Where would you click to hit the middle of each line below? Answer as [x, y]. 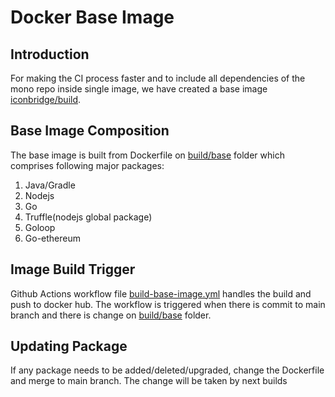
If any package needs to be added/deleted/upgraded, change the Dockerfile [167, 370]
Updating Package [69, 346]
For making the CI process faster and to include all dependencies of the [158, 78]
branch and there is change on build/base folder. [111, 315]
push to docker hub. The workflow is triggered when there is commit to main [168, 304]
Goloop [40, 227]
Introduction [50, 54]
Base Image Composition [90, 131]
